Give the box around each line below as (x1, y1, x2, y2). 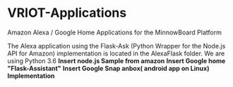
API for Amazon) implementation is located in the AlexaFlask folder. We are (7, 49, 225, 58)
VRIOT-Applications (7, 5, 127, 21)
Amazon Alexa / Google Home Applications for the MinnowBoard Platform (7, 28, 222, 36)
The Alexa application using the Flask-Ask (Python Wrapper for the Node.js (7, 41, 226, 50)
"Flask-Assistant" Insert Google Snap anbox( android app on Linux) (7, 64, 210, 72)
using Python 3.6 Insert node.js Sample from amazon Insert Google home (7, 56, 226, 65)
